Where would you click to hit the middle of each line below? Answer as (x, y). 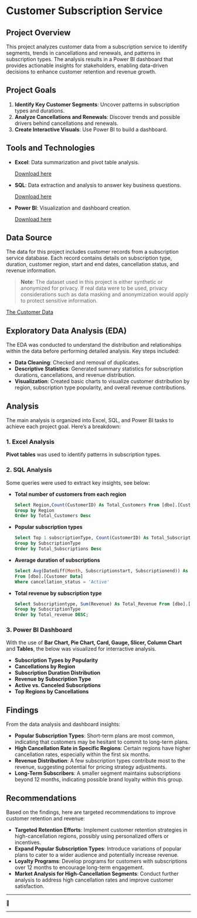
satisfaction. (29, 886)
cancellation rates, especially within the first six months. (82, 754)
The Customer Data (30, 312)
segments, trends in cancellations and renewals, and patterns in (83, 53)
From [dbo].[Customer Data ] (49, 576)
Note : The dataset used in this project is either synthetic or (91, 282)
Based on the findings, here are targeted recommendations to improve (91, 812)
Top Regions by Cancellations (52, 692)
